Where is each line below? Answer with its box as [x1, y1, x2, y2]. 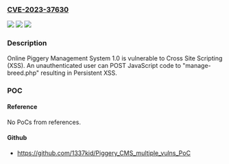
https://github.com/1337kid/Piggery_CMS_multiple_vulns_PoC [16, 149, 191, 157]
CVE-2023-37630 [7, 5, 69, 14]
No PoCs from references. [7, 118, 81, 126]
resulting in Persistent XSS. [40, 69, 118, 77]
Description [7, 38, 47, 48]
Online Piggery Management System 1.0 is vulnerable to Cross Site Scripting [7, 54, 223, 62]
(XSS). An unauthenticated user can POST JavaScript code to [7, 61, 182, 69]
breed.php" [7, 69, 40, 77]
